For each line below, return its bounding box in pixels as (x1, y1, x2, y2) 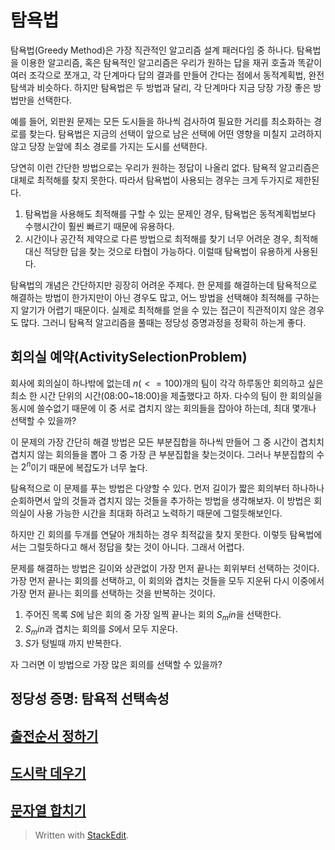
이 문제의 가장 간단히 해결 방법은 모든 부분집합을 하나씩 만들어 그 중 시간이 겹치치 (10, 436, 325, 448)
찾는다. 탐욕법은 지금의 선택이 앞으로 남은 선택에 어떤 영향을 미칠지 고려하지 (28, 127, 323, 140)
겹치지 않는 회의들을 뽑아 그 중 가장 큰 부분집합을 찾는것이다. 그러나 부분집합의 (10, 448, 315, 460)
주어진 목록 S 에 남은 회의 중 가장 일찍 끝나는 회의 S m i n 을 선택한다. (24, 609, 282, 623)
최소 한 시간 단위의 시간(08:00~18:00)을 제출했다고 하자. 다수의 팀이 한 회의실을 (10, 389, 323, 401)
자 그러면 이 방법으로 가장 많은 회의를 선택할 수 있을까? (10, 659, 223, 670)
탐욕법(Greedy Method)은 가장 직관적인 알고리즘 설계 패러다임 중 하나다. (10, 44, 295, 56)
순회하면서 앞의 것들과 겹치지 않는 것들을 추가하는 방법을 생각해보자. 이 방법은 (10, 495, 312, 507)
